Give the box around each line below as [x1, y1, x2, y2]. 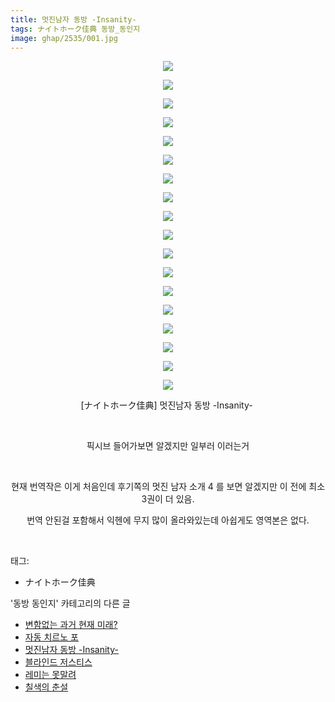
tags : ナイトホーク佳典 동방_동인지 [10, 24, 141, 34]
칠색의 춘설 [24, 681, 69, 693]
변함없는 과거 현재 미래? [24, 619, 118, 631]
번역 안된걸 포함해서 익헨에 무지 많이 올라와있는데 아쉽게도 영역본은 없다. [26, 514, 310, 526]
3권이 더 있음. [141, 493, 195, 505]
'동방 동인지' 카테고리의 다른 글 [10, 597, 131, 610]
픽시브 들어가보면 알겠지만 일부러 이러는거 [86, 440, 250, 452]
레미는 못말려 [24, 669, 77, 681]
